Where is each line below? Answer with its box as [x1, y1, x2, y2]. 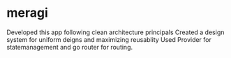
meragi [6, 5, 48, 21]
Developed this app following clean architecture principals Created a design [6, 28, 225, 36]
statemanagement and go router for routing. [6, 43, 133, 51]
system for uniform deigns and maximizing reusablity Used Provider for [6, 35, 212, 43]
